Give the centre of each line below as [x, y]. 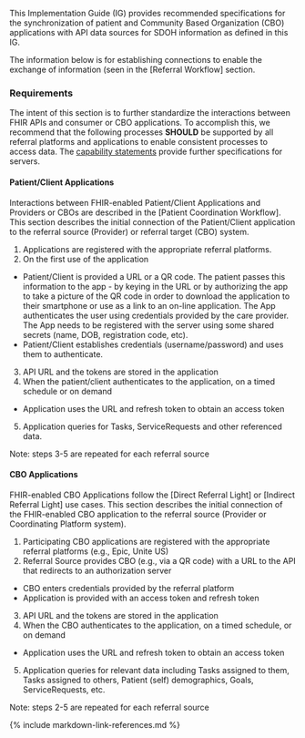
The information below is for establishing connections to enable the [136, 60]
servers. [25, 161]
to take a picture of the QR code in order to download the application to [156, 296]
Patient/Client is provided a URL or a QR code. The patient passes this [154, 276]
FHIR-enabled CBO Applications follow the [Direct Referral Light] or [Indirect [152, 495]
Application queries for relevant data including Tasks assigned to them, [156, 670]
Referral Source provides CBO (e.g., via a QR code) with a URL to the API [159, 560]
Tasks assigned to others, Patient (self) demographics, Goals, [138, 680]
